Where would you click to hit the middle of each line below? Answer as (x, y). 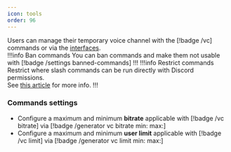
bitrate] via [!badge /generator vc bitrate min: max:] (92, 125)
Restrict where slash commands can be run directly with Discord (101, 70)
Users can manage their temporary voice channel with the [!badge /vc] (110, 40)
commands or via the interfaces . (54, 48)
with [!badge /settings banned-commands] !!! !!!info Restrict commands (111, 62)
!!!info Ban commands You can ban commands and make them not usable (114, 55)
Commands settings (42, 103)
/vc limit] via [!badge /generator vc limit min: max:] (90, 140)
